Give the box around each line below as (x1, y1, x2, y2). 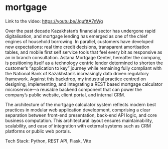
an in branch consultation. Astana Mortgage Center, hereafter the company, (5, 54, 161, 60)
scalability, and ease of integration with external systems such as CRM (5, 122, 151, 129)
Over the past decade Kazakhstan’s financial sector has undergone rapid (5, 28, 156, 34)
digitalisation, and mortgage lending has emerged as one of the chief (5, 33, 148, 39)
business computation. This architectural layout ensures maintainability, (5, 117, 153, 123)
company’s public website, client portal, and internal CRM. (5, 92, 125, 98)
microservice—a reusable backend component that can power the (5, 86, 142, 92)
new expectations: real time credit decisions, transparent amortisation (5, 44, 149, 50)
